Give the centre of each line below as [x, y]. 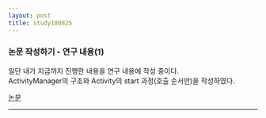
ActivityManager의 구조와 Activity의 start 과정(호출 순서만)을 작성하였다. [122, 81]
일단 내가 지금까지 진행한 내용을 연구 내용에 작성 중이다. [94, 70]
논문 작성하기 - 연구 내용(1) [56, 52]
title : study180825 [40, 23]
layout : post [30, 15]
